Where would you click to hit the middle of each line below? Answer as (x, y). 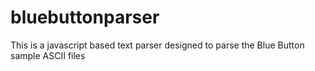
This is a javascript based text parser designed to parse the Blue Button (157, 45)
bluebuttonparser (85, 17)
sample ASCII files (48, 55)
